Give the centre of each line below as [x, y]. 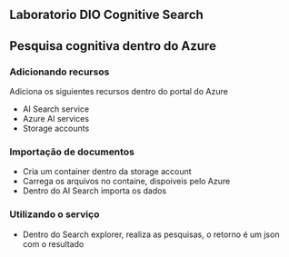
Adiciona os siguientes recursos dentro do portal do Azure [119, 92]
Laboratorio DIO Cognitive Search [107, 15]
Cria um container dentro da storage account [107, 172]
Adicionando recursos [60, 72]
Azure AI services [55, 119]
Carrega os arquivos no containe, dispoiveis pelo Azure [126, 182]
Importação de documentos [72, 152]
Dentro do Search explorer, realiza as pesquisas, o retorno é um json [151, 234]
